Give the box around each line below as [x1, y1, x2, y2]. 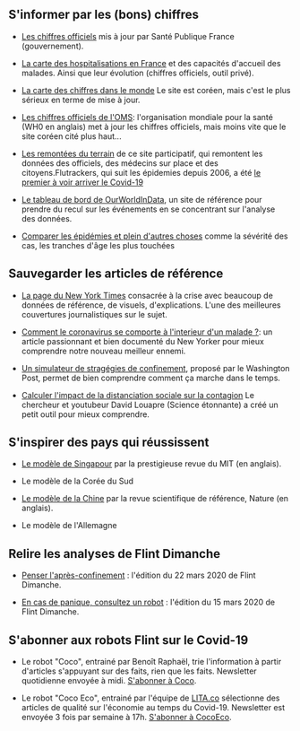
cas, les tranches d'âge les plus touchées [21, 239, 176, 250]
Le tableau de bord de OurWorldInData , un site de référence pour [21, 194, 262, 205]
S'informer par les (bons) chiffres [8, 7, 199, 22]
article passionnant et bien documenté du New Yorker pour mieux [21, 335, 265, 346]
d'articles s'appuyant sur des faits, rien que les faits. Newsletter [21, 666, 257, 676]
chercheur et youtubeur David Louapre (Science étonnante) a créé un [21, 399, 279, 410]
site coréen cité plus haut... [21, 130, 122, 142]
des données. [21, 213, 73, 223]
